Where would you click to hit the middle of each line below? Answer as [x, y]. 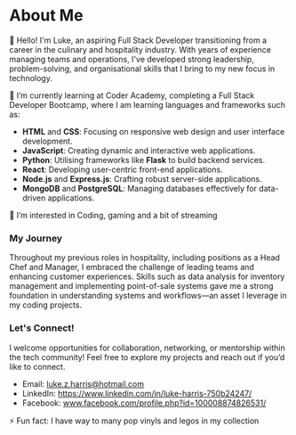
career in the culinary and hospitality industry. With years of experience [140, 49]
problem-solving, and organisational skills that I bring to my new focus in [142, 69]
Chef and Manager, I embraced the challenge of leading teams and [132, 267]
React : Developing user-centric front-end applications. [123, 169]
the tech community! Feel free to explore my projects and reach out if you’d [147, 357]
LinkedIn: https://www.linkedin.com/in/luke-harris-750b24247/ [137, 393]
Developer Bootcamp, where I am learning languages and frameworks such [148, 104]
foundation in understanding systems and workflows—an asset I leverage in [148, 296]
